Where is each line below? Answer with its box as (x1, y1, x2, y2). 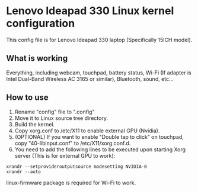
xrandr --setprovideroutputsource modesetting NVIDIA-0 (6, 164, 147, 170)
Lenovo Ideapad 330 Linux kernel (6, 4, 174, 18)
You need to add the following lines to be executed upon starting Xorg (14, 146, 186, 153)
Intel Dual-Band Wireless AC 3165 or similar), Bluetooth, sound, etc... (6, 75, 174, 82)
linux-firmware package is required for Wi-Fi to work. (6, 179, 136, 186)
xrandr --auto (6, 168, 41, 175)
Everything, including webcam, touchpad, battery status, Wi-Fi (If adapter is (6, 69, 191, 76)
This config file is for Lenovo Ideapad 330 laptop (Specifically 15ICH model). (6, 36, 193, 43)
